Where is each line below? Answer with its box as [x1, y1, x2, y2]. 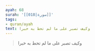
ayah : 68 [5, 7, 24, 13]
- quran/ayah [5, 21, 33, 27]
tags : [5, 17, 17, 22]
